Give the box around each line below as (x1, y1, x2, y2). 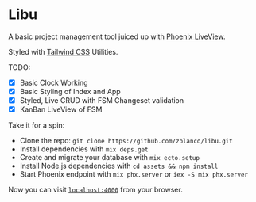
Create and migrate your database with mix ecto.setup (19, 153, 200, 162)
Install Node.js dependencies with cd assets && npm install (19, 161, 219, 171)
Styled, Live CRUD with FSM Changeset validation (19, 96, 184, 105)
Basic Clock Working (19, 78, 89, 87)
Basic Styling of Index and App (19, 87, 121, 96)
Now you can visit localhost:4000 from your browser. (8, 185, 183, 195)
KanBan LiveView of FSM (19, 105, 103, 114)
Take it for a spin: (8, 120, 65, 130)
